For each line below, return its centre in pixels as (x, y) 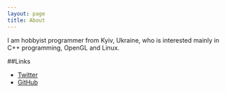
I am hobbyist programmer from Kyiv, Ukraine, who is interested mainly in (113, 40)
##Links (19, 61)
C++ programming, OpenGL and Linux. (64, 48)
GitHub (28, 82)
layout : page (26, 14)
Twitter (28, 75)
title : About (26, 20)
